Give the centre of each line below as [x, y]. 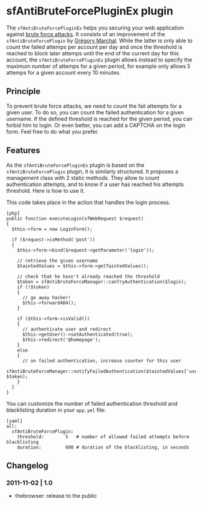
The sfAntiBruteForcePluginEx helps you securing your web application [95, 28]
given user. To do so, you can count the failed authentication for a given [95, 112]
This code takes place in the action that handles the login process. [88, 202]
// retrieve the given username [57, 261]
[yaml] [14, 421]
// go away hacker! [46, 297]
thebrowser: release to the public [56, 496]
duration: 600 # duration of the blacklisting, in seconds [103, 447]
